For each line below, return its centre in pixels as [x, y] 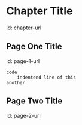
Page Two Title [34, 101]
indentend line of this [47, 77]
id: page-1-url [23, 61]
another [16, 82]
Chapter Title [40, 11]
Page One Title [34, 47]
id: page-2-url [23, 115]
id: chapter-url [24, 28]
